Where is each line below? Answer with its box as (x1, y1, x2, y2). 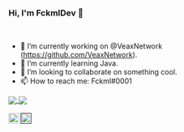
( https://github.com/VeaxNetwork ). (19, 50, 138, 60)
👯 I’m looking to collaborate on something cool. (19, 67, 178, 77)
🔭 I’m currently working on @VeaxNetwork (19, 41, 163, 51)
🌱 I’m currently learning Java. (19, 58, 119, 68)
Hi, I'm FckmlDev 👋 (8, 7, 83, 19)
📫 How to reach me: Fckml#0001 (19, 76, 132, 86)
